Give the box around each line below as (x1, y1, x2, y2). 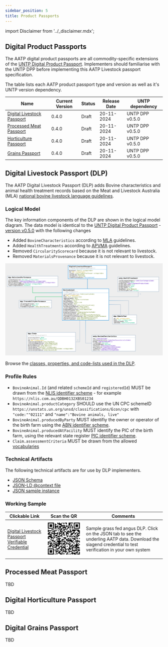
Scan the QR (50, 513, 77, 519)
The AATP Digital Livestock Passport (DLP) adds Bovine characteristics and (5, 182, 161, 189)
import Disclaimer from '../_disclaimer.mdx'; (5, 28, 94, 34)
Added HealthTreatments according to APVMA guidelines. (12, 243, 131, 249)
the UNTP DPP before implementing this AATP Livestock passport (5, 66, 141, 72)
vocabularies (12, 443, 39, 449)
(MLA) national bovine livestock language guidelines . (5, 193, 114, 199)
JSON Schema (12, 477, 43, 483)
